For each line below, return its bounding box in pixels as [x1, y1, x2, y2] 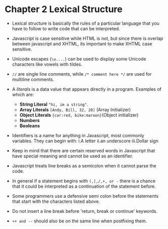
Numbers [19, 117, 40, 123]
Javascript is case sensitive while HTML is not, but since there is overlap [12, 35, 163, 41]
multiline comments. [12, 76, 54, 82]
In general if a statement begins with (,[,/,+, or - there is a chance [12, 178, 156, 184]
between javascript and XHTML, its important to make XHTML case [12, 40, 152, 46]
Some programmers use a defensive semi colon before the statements [12, 193, 159, 199]
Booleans [19, 123, 40, 129]
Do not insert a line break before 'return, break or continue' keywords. [12, 208, 158, 214]
